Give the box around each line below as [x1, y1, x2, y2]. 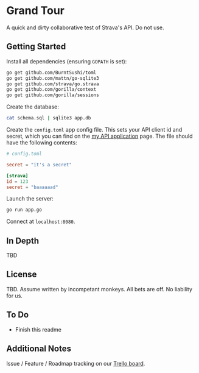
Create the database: [6, 103, 60, 110]
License [6, 269, 37, 280]
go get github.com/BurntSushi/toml [6, 69, 97, 76]
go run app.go [6, 207, 43, 213]
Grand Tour [6, 4, 65, 18]
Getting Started [6, 41, 66, 52]
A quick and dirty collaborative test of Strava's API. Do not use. [6, 24, 164, 31]
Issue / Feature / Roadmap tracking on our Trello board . [6, 360, 145, 367]
